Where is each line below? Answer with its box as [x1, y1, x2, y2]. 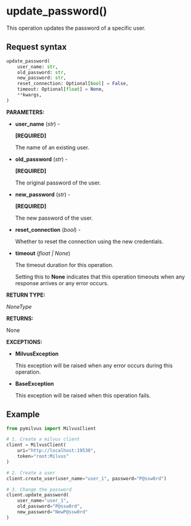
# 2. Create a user [6, 470, 56, 476]
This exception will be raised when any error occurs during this [15, 362, 173, 369]
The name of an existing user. [15, 144, 90, 151]
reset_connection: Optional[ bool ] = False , [17, 81, 129, 87]
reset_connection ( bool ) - [15, 226, 81, 233]
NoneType [6, 303, 32, 310]
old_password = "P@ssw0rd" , [17, 504, 83, 510]
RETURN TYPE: [6, 291, 45, 298]
